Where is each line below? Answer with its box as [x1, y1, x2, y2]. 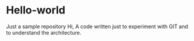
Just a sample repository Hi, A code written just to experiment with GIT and [6, 23, 188, 30]
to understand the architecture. [6, 29, 82, 36]
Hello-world [6, 4, 66, 17]
